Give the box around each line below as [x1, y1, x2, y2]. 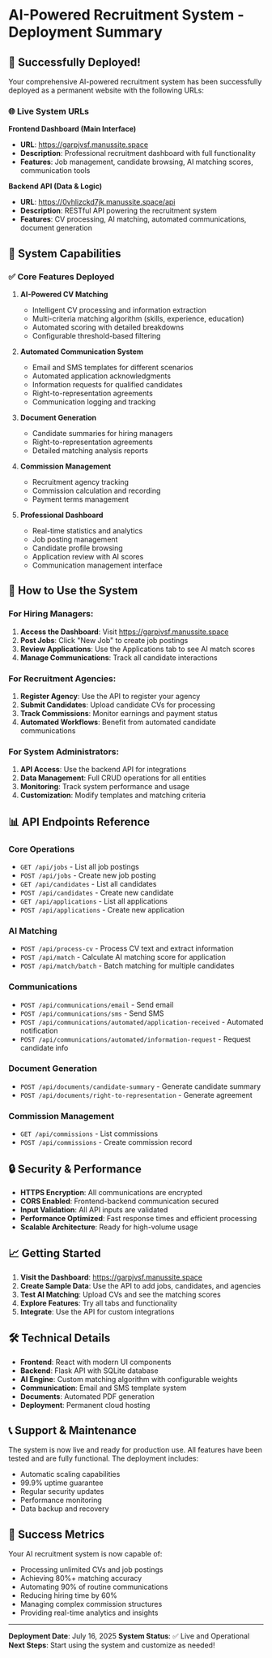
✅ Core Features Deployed [8, 270, 115, 282]
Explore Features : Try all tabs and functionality [19, 1297, 178, 1308]
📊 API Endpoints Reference [8, 814, 151, 829]
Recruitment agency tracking [32, 477, 130, 486]
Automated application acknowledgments [32, 371, 172, 381]
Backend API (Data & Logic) [8, 181, 103, 192]
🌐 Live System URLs [8, 106, 90, 117]
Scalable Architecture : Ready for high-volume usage [19, 1222, 198, 1232]
